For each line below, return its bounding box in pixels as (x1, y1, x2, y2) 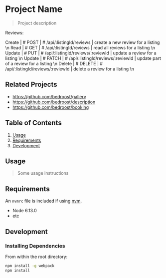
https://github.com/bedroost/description (12, 99, 96, 105)
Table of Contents (5, 119, 62, 127)
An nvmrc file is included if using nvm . (5, 198, 82, 204)
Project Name (5, 3, 63, 15)
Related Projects (5, 80, 57, 89)
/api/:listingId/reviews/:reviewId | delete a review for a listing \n (5, 66, 135, 72)
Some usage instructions (17, 170, 69, 176)
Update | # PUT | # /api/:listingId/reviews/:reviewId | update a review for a (5, 50, 157, 56)
